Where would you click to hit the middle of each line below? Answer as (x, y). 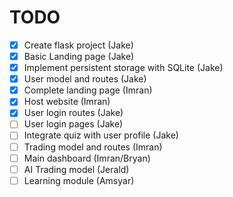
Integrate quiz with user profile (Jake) (101, 135)
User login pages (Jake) (73, 124)
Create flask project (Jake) (78, 45)
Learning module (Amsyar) (79, 180)
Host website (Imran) (67, 102)
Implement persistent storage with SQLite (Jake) (123, 68)
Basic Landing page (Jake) (79, 56)
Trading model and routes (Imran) (93, 147)
